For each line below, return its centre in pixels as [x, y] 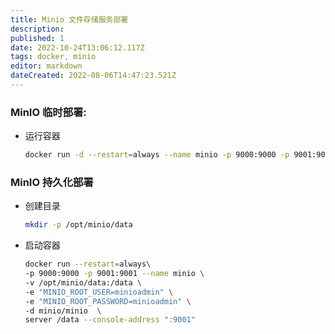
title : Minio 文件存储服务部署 [69, 19]
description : [37, 29]
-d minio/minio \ [63, 311]
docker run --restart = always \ [88, 264]
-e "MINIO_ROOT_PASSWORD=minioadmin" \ [108, 301]
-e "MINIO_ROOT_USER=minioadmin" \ [99, 292]
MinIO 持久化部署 [52, 182]
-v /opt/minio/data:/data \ [83, 282]
